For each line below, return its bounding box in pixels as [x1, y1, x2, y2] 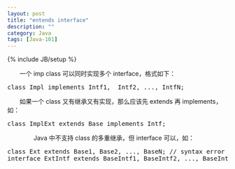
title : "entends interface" [7, 17, 90, 24]
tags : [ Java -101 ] [7, 36, 58, 43]
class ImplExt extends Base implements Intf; [7, 120, 166, 128]
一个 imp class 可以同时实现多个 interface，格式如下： [19, 70, 176, 78]
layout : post [7, 10, 45, 17]
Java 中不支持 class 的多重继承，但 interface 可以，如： [33, 134, 194, 143]
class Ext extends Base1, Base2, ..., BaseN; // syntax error [7, 147, 225, 156]
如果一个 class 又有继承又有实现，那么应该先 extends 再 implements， [19, 97, 222, 106]
